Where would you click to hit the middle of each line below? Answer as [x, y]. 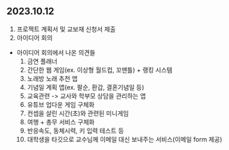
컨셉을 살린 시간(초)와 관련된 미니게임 [78, 113]
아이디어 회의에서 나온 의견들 [56, 52]
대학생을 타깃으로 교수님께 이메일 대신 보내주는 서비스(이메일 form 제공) [125, 139]
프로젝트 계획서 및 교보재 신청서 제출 [66, 29]
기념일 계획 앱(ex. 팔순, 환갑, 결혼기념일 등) [86, 87]
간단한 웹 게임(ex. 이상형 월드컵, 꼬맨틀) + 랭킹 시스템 [99, 69]
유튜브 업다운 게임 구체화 [61, 104]
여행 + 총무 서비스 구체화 [61, 122]
